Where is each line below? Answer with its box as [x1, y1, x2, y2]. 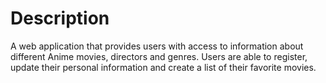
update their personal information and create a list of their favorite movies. [10, 61, 317, 73]
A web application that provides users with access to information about [10, 40, 304, 52]
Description [10, 7, 110, 30]
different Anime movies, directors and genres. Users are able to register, [10, 50, 308, 62]
